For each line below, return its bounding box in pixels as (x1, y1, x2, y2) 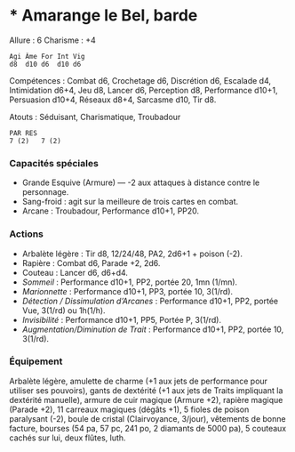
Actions (9, 228, 44, 240)
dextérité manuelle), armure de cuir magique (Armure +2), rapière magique (9, 394, 283, 405)
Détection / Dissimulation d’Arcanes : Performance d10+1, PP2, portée (21, 295, 278, 306)
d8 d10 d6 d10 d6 (9, 60, 82, 69)
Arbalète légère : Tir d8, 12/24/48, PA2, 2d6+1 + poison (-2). (21, 248, 243, 259)
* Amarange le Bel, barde (9, 5, 198, 26)
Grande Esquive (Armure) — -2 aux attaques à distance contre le (21, 177, 260, 188)
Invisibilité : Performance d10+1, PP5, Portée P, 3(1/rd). (21, 314, 222, 325)
